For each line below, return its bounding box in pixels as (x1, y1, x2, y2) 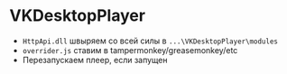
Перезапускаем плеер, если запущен (22, 54, 168, 65)
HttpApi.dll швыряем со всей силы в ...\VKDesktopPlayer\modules (22, 35, 278, 46)
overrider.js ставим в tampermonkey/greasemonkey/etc (22, 44, 238, 55)
